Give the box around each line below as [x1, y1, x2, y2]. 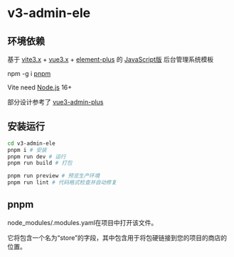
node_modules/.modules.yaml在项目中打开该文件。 [7, 218, 158, 226]
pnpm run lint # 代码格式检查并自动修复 [7, 179, 117, 186]
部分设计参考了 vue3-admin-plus [7, 98, 104, 106]
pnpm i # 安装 [7, 146, 48, 153]
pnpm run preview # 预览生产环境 [7, 173, 100, 180]
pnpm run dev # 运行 [7, 153, 66, 160]
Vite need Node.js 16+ [7, 83, 73, 92]
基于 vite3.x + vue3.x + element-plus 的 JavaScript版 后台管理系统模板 [7, 55, 214, 63]
